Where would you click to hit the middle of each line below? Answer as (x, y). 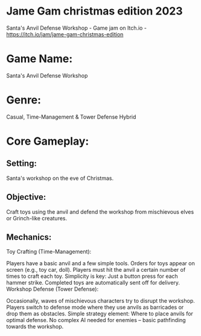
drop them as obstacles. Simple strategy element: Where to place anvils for (100, 314)
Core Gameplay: (48, 141)
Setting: (22, 164)
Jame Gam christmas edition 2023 (94, 11)
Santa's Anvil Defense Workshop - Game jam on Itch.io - (76, 28)
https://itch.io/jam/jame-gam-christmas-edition (65, 34)
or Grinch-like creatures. (37, 218)
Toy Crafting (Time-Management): (49, 252)
